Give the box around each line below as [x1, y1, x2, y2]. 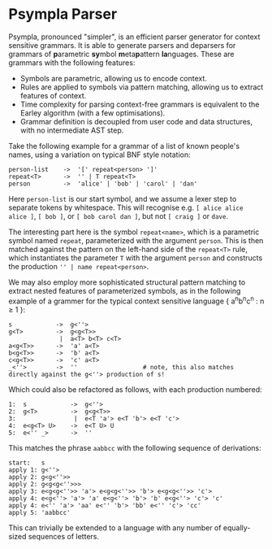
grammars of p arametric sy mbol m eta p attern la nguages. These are [8, 49, 235, 59]
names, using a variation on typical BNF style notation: [8, 150, 191, 159]
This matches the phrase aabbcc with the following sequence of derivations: [8, 442, 261, 452]
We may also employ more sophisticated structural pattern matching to [8, 277, 246, 287]
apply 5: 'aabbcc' [8, 508, 71, 516]
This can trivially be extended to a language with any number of [8, 522, 222, 533]
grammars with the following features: [8, 58, 136, 68]
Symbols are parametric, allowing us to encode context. [19, 73, 207, 83]
